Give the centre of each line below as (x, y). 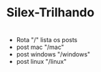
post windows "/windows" (53, 54)
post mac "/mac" (40, 47)
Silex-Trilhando (50, 13)
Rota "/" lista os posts (47, 40)
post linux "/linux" (41, 62)
